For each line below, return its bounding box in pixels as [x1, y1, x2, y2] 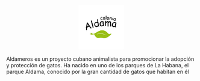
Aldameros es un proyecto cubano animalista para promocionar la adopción [6, 55, 195, 63]
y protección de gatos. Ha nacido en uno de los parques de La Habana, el [6, 62, 189, 68]
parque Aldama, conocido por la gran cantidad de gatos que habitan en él [6, 68, 189, 75]
